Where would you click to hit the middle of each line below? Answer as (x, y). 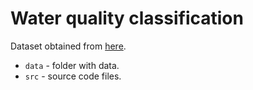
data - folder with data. (72, 65)
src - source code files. (73, 76)
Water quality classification (127, 18)
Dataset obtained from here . (68, 46)
